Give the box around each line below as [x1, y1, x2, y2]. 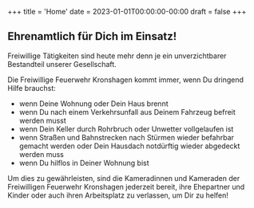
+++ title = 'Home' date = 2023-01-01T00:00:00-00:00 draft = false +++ [7, 7, 247, 16]
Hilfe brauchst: [7, 83, 57, 92]
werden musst [18, 116, 67, 125]
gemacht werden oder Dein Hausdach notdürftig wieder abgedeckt [18, 141, 240, 151]
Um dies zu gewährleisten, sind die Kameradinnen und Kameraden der [7, 173, 240, 182]
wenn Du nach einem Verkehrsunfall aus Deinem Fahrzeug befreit [18, 107, 236, 116]
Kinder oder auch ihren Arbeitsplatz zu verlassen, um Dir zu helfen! [7, 190, 228, 200]
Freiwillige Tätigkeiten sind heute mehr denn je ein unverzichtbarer [7, 51, 227, 61]
